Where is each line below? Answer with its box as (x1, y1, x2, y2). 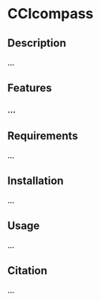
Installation (7, 174, 64, 187)
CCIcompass (7, 5, 94, 23)
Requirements (7, 129, 78, 142)
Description (7, 36, 66, 50)
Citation (7, 264, 48, 277)
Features (7, 81, 52, 95)
